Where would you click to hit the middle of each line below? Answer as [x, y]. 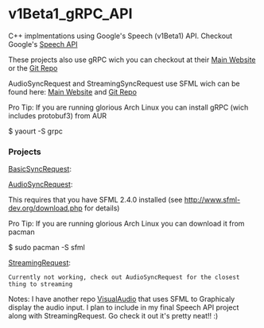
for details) [102, 208]
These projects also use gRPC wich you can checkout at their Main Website [132, 60]
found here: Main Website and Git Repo [73, 91]
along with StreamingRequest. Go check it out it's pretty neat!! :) [113, 316]
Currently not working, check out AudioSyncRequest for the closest [124, 278]
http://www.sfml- [212, 200]
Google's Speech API [43, 44]
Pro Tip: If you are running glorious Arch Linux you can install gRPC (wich [128, 107]
